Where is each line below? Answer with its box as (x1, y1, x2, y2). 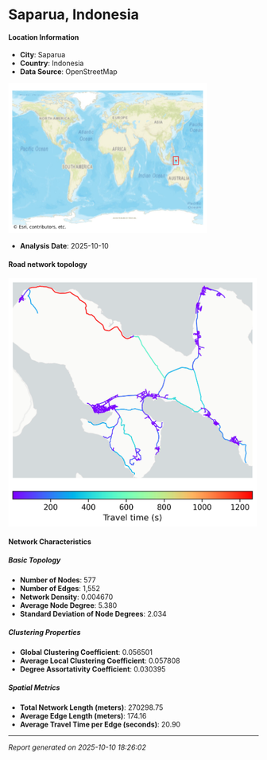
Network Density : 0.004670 (19, 592, 114, 602)
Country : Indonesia (19, 58, 84, 69)
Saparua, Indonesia (8, 6, 139, 24)
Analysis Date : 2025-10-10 (19, 241, 109, 251)
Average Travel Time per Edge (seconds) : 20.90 (19, 719, 181, 730)
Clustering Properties (8, 627, 81, 637)
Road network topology (8, 259, 87, 268)
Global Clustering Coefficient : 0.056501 (19, 648, 153, 657)
